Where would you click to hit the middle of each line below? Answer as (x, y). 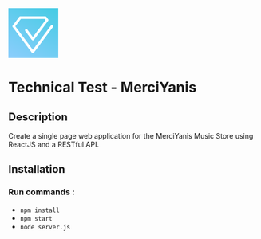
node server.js (45, 227)
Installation (37, 169)
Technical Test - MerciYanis (103, 88)
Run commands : (42, 192)
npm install (40, 210)
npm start (36, 218)
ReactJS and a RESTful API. (54, 144)
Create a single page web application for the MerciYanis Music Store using (131, 136)
